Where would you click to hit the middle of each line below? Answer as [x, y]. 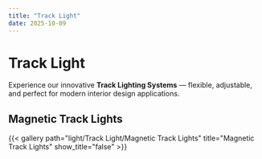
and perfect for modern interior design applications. [94, 94]
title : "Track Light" [45, 16]
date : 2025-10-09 [37, 23]
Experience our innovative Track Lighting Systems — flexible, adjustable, [131, 85]
